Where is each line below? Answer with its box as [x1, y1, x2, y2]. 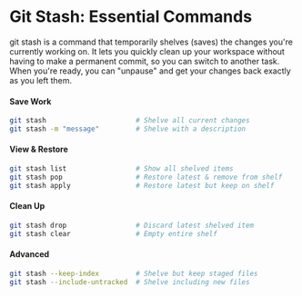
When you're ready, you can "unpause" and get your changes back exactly [9, 65, 291, 76]
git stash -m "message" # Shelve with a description [9, 124, 247, 133]
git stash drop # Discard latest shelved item [9, 221, 255, 230]
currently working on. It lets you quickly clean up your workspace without [9, 45, 285, 56]
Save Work [9, 95, 52, 106]
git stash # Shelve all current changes [9, 116, 250, 125]
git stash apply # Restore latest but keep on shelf [9, 181, 275, 190]
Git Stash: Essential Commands [9, 6, 253, 27]
